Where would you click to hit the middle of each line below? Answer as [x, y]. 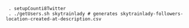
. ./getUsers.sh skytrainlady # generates [63, 14]
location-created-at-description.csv [54, 19]
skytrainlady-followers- [152, 14]
